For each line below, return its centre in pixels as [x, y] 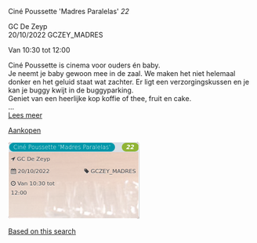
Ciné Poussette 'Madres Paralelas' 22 [69, 11]
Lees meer [25, 115]
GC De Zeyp [28, 26]
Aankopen [25, 130]
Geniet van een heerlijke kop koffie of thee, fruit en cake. [100, 98]
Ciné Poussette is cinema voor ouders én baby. [84, 65]
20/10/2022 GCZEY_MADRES [56, 35]
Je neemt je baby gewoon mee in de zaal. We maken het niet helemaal [122, 73]
